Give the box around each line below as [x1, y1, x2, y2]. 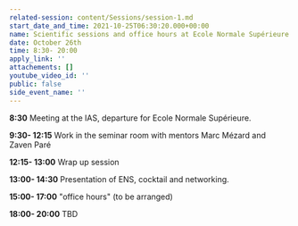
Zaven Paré [9, 139, 52, 150]
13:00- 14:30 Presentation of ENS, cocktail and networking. [9, 173, 229, 184]
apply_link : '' [9, 54, 66, 63]
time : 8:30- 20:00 [9, 46, 78, 55]
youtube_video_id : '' [9, 71, 90, 80]
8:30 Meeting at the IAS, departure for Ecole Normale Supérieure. [9, 113, 252, 123]
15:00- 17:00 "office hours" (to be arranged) [9, 191, 174, 202]
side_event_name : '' [9, 88, 87, 96]
